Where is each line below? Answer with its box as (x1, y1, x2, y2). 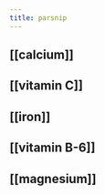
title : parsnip (9, 13, 68, 23)
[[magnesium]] (9, 170, 97, 187)
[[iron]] (9, 108, 51, 124)
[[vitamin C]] (9, 78, 84, 94)
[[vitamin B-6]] (9, 140, 96, 156)
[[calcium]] (9, 47, 75, 63)
